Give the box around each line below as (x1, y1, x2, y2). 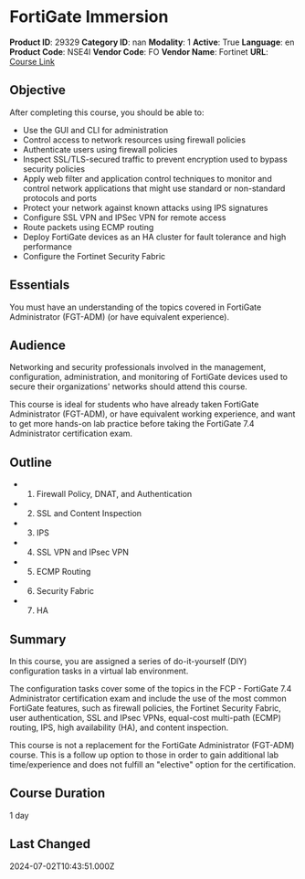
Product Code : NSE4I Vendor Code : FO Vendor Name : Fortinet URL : (9, 46, 269, 57)
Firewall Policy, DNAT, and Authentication (36, 489, 193, 500)
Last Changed (9, 836, 91, 852)
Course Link (9, 56, 55, 67)
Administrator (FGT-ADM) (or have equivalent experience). (9, 311, 230, 322)
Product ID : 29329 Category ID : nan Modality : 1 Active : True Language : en (9, 37, 295, 48)
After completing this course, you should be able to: (9, 107, 205, 118)
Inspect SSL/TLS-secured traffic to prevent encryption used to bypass (22, 154, 288, 164)
